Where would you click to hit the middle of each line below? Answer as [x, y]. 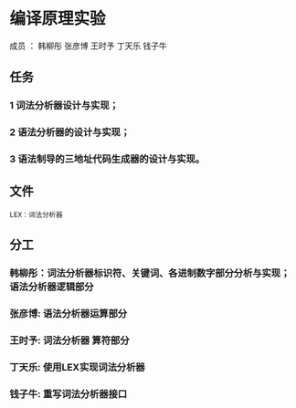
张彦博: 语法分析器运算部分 [69, 314]
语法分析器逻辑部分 [52, 287]
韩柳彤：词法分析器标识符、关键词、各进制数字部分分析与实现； [150, 273]
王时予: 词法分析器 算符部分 [69, 340]
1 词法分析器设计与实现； [64, 106]
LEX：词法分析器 [36, 214]
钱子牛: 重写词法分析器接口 [69, 393]
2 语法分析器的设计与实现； [70, 132]
